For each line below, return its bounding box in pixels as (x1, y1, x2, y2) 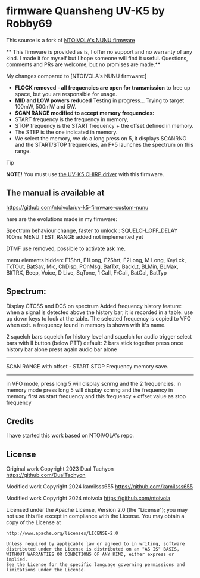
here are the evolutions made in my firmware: (6, 215, 118, 222)
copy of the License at (6, 519, 61, 526)
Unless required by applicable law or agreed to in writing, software (6, 541, 185, 547)
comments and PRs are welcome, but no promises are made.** (6, 61, 161, 68)
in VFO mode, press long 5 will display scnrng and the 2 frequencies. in (6, 380, 182, 387)
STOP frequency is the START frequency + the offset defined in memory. (14, 122, 194, 129)
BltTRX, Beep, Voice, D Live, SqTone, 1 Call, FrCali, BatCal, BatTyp (6, 269, 167, 276)
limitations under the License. (6, 567, 86, 573)
